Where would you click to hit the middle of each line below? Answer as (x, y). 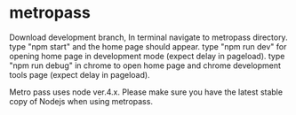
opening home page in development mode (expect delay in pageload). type (147, 56)
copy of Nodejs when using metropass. (81, 101)
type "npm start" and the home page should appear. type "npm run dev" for (148, 46)
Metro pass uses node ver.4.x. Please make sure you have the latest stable (146, 92)
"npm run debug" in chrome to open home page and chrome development (145, 65)
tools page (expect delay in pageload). (80, 74)
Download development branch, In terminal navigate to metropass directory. (148, 37)
